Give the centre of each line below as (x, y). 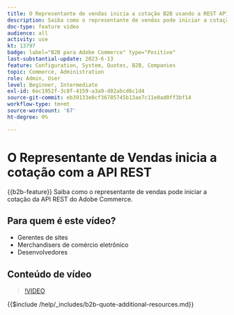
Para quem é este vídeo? (62, 221)
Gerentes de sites (42, 238)
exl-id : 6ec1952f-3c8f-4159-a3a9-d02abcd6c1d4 (76, 91)
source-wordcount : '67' (42, 111)
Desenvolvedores (42, 252)
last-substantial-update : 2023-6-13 (60, 59)
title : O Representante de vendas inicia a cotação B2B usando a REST (112, 14)
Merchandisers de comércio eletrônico (73, 245)
